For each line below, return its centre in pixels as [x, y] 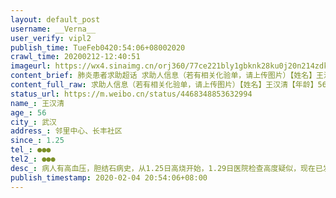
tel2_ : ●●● [33, 159]
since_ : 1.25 [37, 141]
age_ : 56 [28, 112]
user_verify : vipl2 [51, 38]
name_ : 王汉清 [37, 103]
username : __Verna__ [53, 29]
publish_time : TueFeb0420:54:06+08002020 [98, 47]
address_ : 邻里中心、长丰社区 [66, 131]
